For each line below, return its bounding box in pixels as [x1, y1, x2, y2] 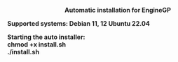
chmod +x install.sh [7, 40, 67, 48]
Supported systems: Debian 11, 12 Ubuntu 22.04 [7, 20, 151, 27]
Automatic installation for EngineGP [64, 6, 172, 14]
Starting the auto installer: [7, 33, 85, 41]
